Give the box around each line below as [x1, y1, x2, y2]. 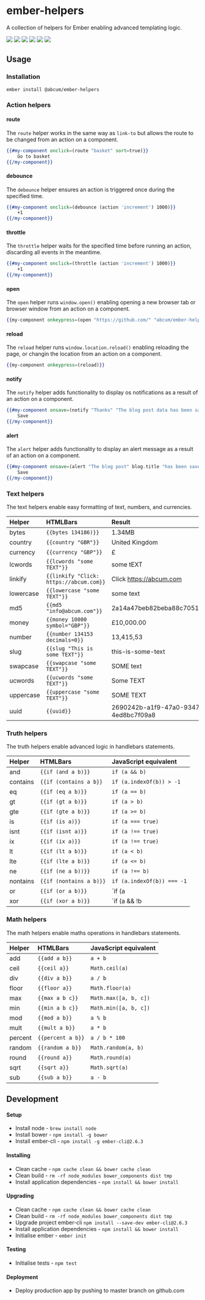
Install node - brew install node [15, 1125, 96, 1132]
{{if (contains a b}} [40, 779, 103, 785]
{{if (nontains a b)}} [40, 878, 106, 885]
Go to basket [17, 153, 51, 160]
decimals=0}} [46, 637, 84, 644]
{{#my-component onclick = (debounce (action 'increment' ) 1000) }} [6, 204, 176, 210]
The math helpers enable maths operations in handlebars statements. [6, 929, 181, 936]
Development [6, 1094, 59, 1104]
